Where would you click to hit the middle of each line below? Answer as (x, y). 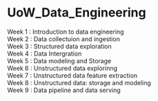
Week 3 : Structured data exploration (59, 46)
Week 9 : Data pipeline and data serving (64, 90)
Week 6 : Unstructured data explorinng (62, 68)
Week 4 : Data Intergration (45, 54)
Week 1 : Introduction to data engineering (66, 32)
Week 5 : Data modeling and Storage (59, 60)
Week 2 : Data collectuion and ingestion (64, 38)
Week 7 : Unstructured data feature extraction (72, 75)
